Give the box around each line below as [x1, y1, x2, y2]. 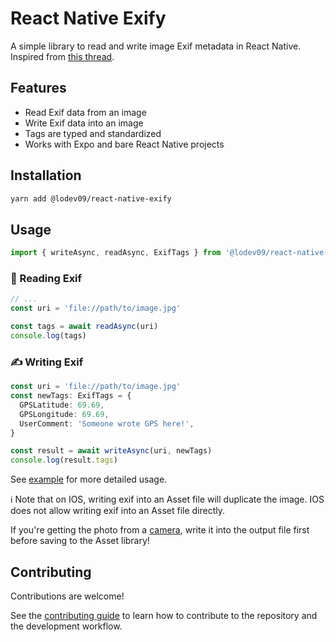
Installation [10, 167, 82, 184]
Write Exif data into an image [24, 117, 144, 129]
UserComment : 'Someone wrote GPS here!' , [19, 418, 195, 429]
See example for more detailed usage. [10, 473, 168, 486]
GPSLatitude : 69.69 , [19, 400, 105, 410]
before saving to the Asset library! [10, 535, 150, 547]
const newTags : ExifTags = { [10, 391, 132, 401]
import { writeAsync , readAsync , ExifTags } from [10, 248, 222, 258]
